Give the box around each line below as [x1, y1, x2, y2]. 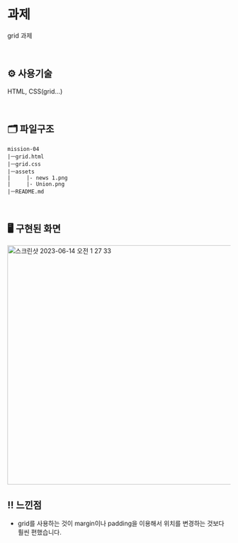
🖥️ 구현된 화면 [7, 223, 62, 235]
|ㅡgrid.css [7, 160, 41, 167]
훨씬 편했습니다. [17, 528, 62, 537]
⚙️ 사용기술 [7, 68, 53, 80]
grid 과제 [7, 31, 33, 40]
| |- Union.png [7, 180, 65, 188]
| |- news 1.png [7, 174, 69, 181]
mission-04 [7, 145, 40, 152]
